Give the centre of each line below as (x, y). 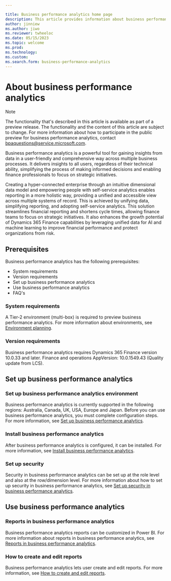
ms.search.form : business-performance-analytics (58, 62)
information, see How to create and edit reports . (55, 573)
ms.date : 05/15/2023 (27, 38)
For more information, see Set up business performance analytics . (75, 421)
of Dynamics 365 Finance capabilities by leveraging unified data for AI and (83, 222)
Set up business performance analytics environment (72, 394)
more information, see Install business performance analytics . (70, 450)
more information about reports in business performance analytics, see (80, 538)
